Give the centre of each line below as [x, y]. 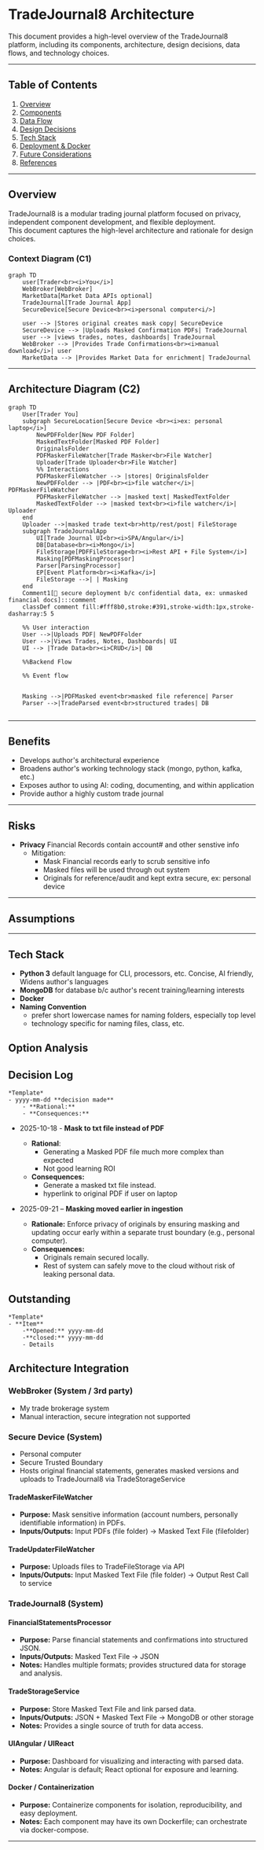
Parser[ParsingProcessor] [79, 565]
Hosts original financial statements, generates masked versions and [129, 1470]
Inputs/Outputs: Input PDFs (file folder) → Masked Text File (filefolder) [134, 1532]
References [38, 162]
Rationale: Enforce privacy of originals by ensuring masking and [135, 1224]
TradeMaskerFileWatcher [50, 1497]
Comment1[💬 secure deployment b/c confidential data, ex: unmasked [135, 593]
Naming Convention [53, 1006]
